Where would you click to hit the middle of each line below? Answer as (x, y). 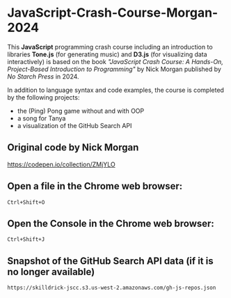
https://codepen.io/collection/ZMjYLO (62, 164)
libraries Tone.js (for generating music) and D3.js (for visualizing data (107, 54)
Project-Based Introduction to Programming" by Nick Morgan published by (114, 69)
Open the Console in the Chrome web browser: (111, 223)
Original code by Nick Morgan (73, 148)
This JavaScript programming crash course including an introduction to (110, 47)
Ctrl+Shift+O (26, 202)
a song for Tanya (41, 118)
